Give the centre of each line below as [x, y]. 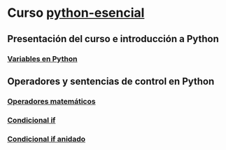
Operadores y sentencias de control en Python [111, 81]
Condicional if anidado [47, 139]
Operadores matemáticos [51, 101]
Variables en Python [42, 59]
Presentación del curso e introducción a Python [113, 39]
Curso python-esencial [76, 13]
